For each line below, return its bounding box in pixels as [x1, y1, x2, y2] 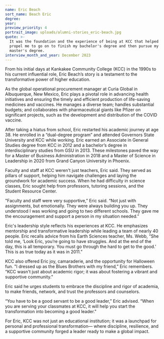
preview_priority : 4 [5, 25, 47, 30]
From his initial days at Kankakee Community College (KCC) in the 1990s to [5, 66, 157, 72]
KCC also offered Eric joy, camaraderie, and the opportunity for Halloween [5, 258, 155, 265]
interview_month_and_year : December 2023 [5, 52, 91, 58]
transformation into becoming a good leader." [5, 309, 97, 315]
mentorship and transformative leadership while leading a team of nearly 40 [5, 228, 159, 234]
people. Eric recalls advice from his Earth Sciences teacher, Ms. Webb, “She [5, 233, 159, 239]
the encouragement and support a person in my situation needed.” [5, 214, 140, 219]
